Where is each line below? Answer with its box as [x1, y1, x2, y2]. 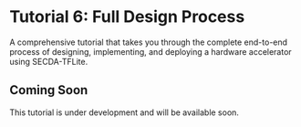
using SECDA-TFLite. [9, 56, 88, 67]
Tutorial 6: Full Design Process [9, 6, 245, 27]
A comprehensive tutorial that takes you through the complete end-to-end [9, 37, 288, 48]
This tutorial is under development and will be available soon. [9, 107, 240, 118]
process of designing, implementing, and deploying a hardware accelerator [9, 46, 292, 57]
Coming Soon [9, 82, 88, 98]
